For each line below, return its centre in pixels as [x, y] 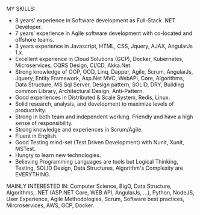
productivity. [31, 110]
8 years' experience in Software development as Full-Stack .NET [95, 20]
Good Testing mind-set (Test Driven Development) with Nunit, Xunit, [100, 142]
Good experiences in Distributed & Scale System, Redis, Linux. [92, 97]
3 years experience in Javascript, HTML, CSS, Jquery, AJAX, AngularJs [104, 46]
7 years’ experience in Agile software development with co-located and [104, 33]
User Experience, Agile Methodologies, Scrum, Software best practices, [95, 199]
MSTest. [25, 149]
